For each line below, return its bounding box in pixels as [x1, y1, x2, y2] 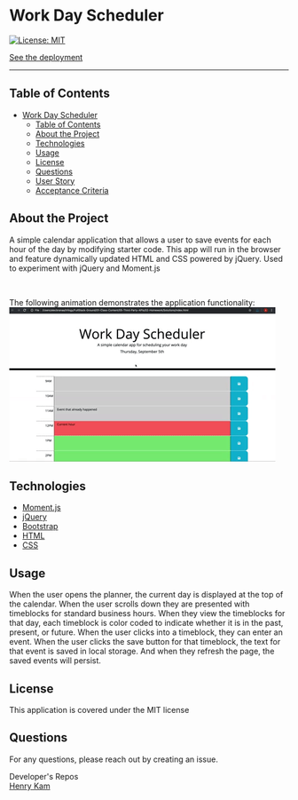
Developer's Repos [9, 771, 79, 781]
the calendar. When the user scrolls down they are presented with [9, 598, 250, 609]
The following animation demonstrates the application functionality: [9, 297, 255, 307]
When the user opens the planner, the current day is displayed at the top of [9, 590, 284, 600]
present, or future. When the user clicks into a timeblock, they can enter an [9, 627, 284, 638]
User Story [35, 175, 75, 186]
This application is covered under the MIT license [9, 705, 190, 715]
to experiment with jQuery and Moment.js [9, 263, 161, 273]
